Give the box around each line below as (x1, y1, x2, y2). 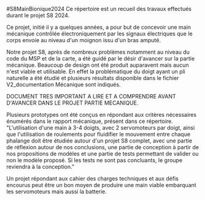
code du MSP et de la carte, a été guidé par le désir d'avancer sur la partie (6, 55, 195, 62)
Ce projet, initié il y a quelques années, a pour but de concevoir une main (6, 24, 191, 31)
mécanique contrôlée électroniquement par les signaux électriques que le (6, 30, 193, 37)
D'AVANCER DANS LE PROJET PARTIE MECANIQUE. (6, 99, 139, 106)
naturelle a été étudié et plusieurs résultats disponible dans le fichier (6, 75, 179, 81)
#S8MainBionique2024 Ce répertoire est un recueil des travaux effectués (6, 6, 192, 12)
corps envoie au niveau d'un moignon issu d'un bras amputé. (6, 37, 161, 43)
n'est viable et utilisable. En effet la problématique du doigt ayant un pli (6, 68, 186, 75)
